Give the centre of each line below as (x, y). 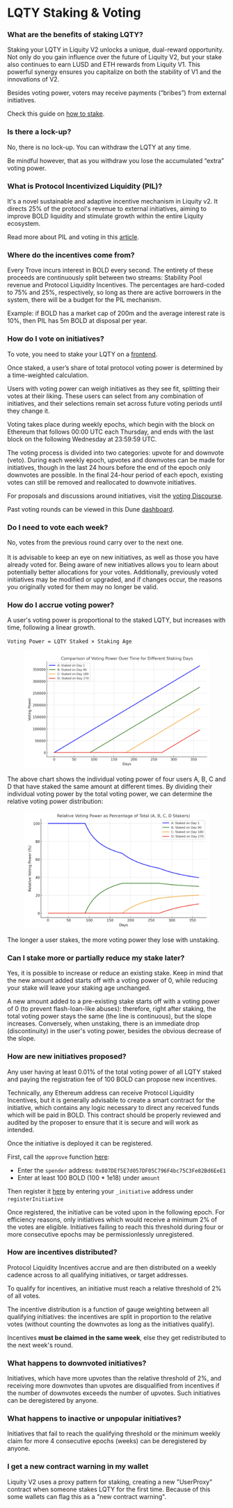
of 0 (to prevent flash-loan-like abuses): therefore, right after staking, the (112, 1009)
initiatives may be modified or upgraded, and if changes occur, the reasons (115, 579)
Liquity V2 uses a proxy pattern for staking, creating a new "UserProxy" (110, 1482)
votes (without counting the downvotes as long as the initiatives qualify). (111, 1324)
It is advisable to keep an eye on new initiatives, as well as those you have (113, 557)
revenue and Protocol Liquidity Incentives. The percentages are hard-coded (116, 285)
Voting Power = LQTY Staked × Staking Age (70, 642)
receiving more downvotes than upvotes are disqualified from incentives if (113, 1386)
